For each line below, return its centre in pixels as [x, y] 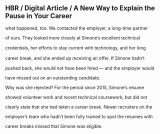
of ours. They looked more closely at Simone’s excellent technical [72, 37]
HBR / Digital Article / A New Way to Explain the [80, 8]
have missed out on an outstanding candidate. [53, 77]
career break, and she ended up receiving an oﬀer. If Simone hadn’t [75, 58]
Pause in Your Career [39, 16]
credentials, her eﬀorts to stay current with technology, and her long [75, 47]
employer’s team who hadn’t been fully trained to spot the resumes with [79, 116]
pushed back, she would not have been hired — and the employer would [80, 68]
